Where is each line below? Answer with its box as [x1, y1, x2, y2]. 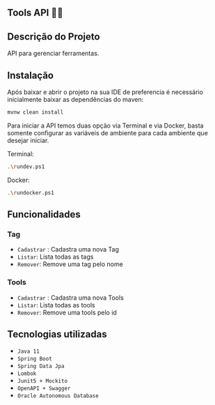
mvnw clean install [7, 109, 64, 116]
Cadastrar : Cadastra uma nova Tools [17, 293, 124, 302]
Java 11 [17, 348, 40, 356]
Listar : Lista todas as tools [17, 300, 95, 309]
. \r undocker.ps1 [7, 189, 54, 196]
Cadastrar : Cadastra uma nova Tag [17, 245, 120, 254]
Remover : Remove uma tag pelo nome [17, 260, 123, 268]
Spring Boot [17, 356, 52, 362]
